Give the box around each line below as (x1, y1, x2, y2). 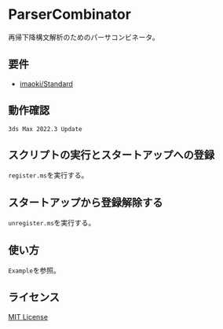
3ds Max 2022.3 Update (8, 125, 82, 133)
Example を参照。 (8, 265, 61, 275)
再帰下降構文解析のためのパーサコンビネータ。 (8, 32, 159, 42)
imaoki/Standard (19, 79, 73, 88)
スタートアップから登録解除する (8, 196, 163, 209)
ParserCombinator (8, 5, 132, 24)
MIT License (8, 312, 49, 321)
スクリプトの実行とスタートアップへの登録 (8, 148, 214, 162)
